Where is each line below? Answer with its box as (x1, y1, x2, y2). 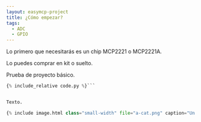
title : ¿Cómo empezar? (6, 14, 63, 21)
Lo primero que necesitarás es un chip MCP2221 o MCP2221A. (6, 48, 162, 55)
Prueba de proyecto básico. (6, 71, 75, 79)
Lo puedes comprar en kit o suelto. (6, 60, 93, 67)
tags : (6, 20, 20, 26)
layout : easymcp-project (6, 8, 69, 15)
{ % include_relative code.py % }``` (6, 83, 96, 89)
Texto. (6, 99, 23, 105)
